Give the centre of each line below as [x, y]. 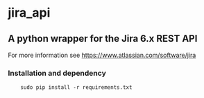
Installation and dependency [57, 73]
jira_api [29, 13]
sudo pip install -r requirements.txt [76, 88]
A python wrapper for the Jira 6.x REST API [103, 39]
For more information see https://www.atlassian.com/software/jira [102, 55]
